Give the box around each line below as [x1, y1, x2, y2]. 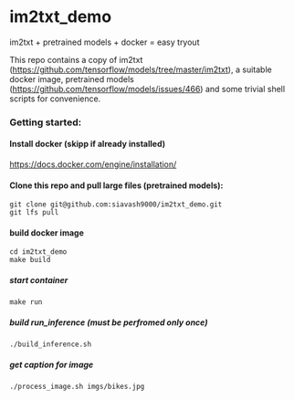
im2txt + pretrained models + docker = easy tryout [9, 37, 200, 47]
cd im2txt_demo [9, 247, 68, 257]
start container [9, 275, 68, 286]
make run [9, 298, 43, 307]
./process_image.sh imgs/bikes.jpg [9, 382, 145, 392]
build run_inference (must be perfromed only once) [9, 317, 208, 328]
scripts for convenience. [9, 93, 101, 104]
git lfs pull [9, 208, 59, 217]
